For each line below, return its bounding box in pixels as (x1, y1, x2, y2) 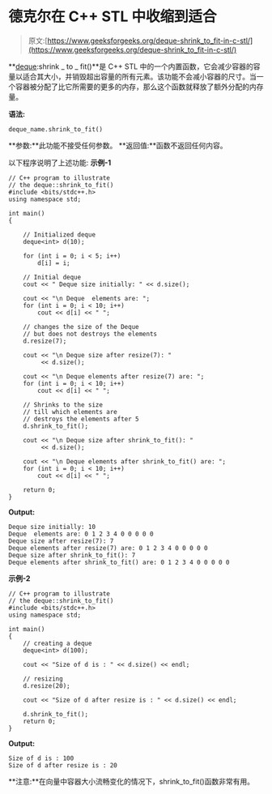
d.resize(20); (23, 681, 70, 689)
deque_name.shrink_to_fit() (8, 125, 104, 134)
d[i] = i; (37, 258, 70, 267)
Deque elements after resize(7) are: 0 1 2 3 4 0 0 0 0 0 (8, 544, 208, 552)
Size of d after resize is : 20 (8, 761, 117, 770)
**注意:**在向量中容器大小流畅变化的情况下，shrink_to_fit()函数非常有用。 (8, 776, 255, 786)
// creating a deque (23, 639, 92, 647)
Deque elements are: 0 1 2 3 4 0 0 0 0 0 (8, 530, 154, 538)
